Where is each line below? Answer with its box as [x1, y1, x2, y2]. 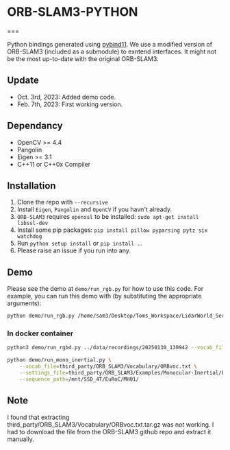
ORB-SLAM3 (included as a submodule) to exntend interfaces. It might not [7, 47, 217, 56]
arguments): [7, 299, 42, 307]
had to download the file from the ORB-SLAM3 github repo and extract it [7, 427, 212, 436]
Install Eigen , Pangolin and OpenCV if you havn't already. [16, 205, 172, 213]
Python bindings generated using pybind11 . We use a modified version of [7, 40, 213, 48]
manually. [7, 435, 34, 443]
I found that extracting [7, 413, 70, 421]
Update [7, 75, 40, 86]
